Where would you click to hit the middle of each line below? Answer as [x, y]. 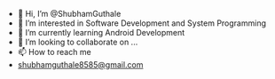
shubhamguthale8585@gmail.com [80, 65]
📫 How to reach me [54, 52]
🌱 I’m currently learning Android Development [101, 32]
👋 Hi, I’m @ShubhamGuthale [69, 14]
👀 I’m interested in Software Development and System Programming [142, 23]
